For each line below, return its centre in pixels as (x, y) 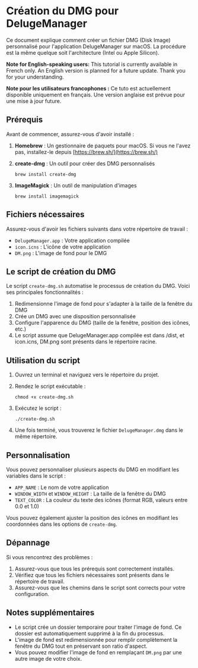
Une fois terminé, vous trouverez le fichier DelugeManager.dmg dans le (99, 430)
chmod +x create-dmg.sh (44, 397)
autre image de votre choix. (48, 658)
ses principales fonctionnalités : (45, 292)
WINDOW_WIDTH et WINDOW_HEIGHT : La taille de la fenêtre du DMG (90, 494)
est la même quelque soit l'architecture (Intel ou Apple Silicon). (83, 52)
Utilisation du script (43, 360)
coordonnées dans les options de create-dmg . (62, 524)
